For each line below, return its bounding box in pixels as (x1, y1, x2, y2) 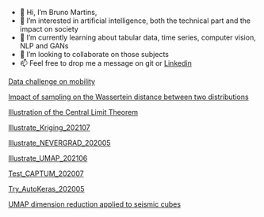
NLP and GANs (19, 41, 69, 51)
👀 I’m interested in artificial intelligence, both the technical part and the (19, 16, 251, 25)
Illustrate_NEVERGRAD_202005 (8, 139, 111, 147)
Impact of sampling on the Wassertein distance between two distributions (8, 92, 249, 101)
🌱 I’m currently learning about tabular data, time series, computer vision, (19, 32, 256, 42)
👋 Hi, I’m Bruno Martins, (19, 8, 98, 17)
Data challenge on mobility (8, 77, 96, 86)
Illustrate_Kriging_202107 (8, 123, 90, 132)
